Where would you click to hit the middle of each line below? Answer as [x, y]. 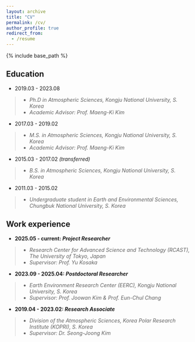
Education [25, 74]
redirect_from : [25, 34]
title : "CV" [21, 17]
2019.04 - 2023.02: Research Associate [65, 309]
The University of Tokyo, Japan [67, 256]
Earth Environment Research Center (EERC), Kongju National [103, 285]
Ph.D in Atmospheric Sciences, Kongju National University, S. [103, 99]
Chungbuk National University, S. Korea [78, 205]
